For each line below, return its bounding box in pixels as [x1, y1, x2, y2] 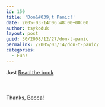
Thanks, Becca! [6, 94, 44, 101]
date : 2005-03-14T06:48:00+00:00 [6, 20, 89, 25]
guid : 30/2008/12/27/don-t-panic [6, 36, 89, 42]
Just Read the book [6, 69, 54, 76]
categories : [6, 47, 36, 53]
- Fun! [11, 53, 28, 59]
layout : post [6, 31, 39, 37]
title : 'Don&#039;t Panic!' [6, 14, 76, 20]
